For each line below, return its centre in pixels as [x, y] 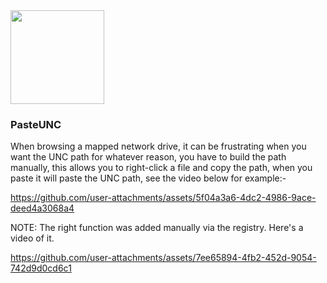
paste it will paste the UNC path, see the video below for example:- [148, 178]
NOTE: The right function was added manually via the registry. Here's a [157, 228]
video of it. [32, 238]
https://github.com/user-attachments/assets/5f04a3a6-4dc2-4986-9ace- [163, 198]
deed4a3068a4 [42, 208]
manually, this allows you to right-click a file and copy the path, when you [161, 168]
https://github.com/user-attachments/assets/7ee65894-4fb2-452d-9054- [163, 258]
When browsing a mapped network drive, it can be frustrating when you [158, 146]
